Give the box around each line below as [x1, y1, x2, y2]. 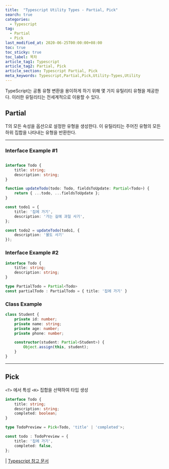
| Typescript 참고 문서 [5, 458, 49, 464]
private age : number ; [14, 326, 59, 331]
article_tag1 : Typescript [5, 59, 59, 64]
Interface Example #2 [5, 249, 59, 256]
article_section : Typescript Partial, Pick [5, 69, 98, 74]
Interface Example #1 [5, 147, 58, 154]
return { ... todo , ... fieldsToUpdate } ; [14, 191, 100, 196]
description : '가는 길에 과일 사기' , [14, 214, 85, 219]
